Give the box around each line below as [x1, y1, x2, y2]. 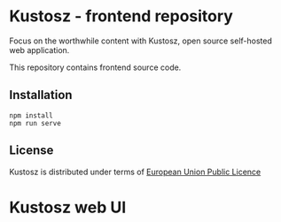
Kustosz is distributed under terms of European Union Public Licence [9, 166, 261, 177]
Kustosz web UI [9, 197, 127, 218]
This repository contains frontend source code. [9, 62, 182, 73]
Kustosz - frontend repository [9, 6, 233, 27]
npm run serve [9, 119, 62, 127]
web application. [9, 44, 70, 55]
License [9, 143, 54, 158]
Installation [9, 88, 73, 103]
